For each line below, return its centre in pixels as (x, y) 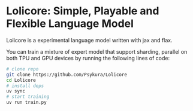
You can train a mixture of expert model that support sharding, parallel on (97, 51)
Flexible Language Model (70, 24)
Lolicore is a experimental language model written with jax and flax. (89, 40)
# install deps (25, 86)
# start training (28, 97)
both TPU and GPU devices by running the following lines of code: (88, 58)
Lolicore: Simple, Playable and (83, 11)
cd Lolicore (21, 80)
